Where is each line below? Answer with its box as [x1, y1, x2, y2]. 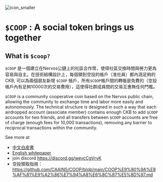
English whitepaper [12, 150, 52, 156]
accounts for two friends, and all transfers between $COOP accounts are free [5, 114, 158, 120]
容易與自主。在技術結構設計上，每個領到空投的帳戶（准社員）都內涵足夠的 [5, 72, 156, 77]
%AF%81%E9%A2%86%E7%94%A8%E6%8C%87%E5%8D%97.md [12, 172, 153, 178]
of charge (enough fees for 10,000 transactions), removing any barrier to [5, 120, 152, 125]
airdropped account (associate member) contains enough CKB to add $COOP [5, 109, 158, 115]
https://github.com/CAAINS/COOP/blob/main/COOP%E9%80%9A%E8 [12, 167, 156, 172]
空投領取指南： [12, 161, 43, 167]
